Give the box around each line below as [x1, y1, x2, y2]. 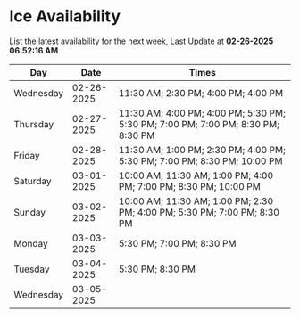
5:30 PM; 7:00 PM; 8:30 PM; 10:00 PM [118, 154, 283, 167]
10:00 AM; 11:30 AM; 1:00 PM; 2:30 [118, 194, 274, 207]
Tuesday [13, 263, 50, 275]
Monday [13, 237, 49, 249]
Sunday [13, 206, 46, 218]
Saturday [13, 175, 52, 187]
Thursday [13, 118, 54, 130]
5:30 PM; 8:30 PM [118, 263, 196, 275]
